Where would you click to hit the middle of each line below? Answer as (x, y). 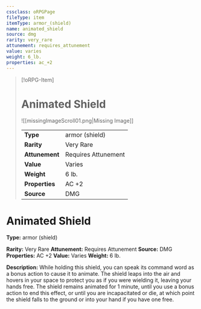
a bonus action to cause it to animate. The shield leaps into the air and (94, 274)
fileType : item (25, 18)
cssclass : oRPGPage (31, 12)
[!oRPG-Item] (37, 80)
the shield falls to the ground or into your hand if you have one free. (90, 299)
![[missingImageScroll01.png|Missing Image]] (77, 121)
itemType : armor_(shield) (39, 23)
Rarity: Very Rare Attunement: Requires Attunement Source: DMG (89, 249)
